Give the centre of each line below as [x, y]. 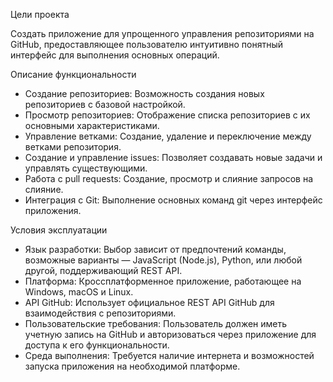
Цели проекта [40, 14]
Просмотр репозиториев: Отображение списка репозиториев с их [167, 115]
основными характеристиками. [92, 125]
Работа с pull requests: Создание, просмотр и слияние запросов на [169, 178]
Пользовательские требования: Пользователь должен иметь [156, 323]
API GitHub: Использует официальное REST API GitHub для [149, 302]
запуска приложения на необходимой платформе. [132, 366]
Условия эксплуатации [59, 230]
